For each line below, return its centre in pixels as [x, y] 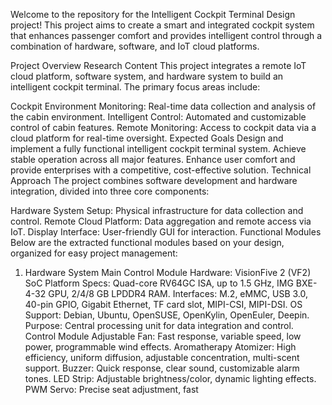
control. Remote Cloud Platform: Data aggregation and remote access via [161, 221]
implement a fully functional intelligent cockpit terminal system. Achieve [158, 148]
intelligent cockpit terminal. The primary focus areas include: [135, 87]
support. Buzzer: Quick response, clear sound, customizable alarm [162, 368]
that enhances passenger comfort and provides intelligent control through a [166, 35]
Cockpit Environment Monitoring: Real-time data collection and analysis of [163, 106]
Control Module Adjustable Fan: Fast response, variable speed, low [163, 336]
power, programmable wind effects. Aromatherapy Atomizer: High [160, 347]
